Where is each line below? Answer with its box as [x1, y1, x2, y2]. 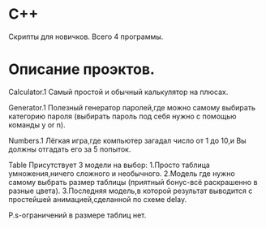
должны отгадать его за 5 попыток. [8, 144, 131, 154]
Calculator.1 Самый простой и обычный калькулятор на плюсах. [8, 87, 229, 97]
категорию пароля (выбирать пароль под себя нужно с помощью [8, 111, 237, 121]
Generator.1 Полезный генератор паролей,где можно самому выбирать [8, 102, 255, 112]
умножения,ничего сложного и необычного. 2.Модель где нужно [8, 168, 235, 179]
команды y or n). [8, 119, 66, 130]
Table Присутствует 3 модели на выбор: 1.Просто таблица [8, 160, 211, 170]
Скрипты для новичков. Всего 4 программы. [8, 32, 164, 41]
